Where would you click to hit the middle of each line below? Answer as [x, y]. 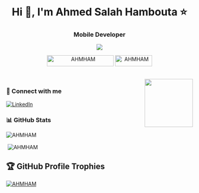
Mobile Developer [99, 35]
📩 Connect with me [34, 91]
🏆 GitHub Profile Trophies [56, 167]
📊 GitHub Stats [29, 120]
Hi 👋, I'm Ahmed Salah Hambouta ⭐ [99, 12]
